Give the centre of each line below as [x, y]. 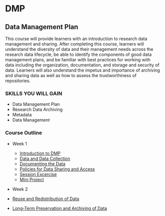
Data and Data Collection [45, 158]
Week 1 [19, 143]
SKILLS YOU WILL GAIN [34, 93]
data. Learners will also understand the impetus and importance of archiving [82, 70]
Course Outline [24, 133]
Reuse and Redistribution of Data [46, 199]
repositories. [18, 81]
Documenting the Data [42, 164]
